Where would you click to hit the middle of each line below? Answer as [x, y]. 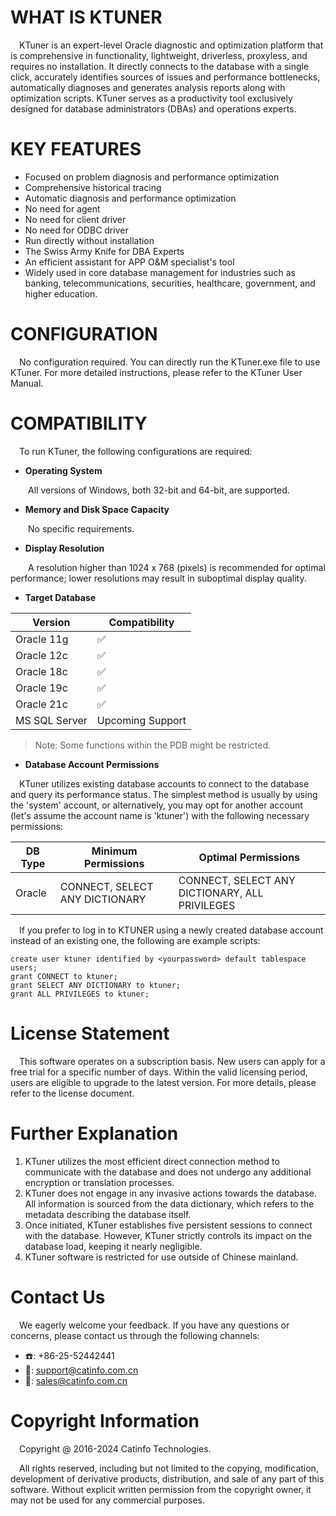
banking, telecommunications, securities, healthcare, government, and [170, 283]
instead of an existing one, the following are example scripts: [135, 940]
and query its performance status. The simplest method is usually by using [164, 794]
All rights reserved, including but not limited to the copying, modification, [169, 1468]
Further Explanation [94, 1133]
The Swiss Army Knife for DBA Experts [104, 251]
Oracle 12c [41, 655]
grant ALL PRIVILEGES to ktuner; [80, 994]
